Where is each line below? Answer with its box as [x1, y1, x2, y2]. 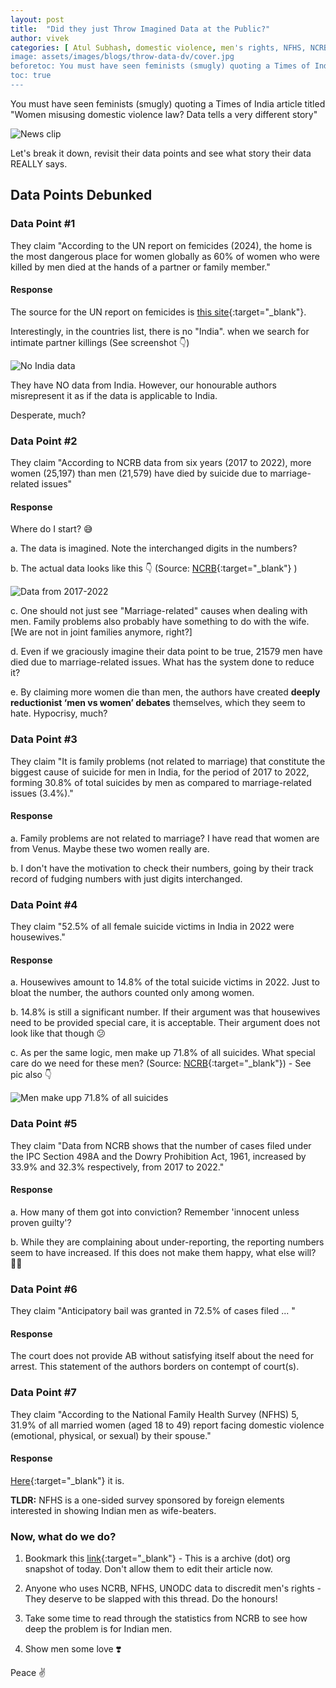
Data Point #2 [10, 434, 78, 448]
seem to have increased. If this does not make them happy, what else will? [10, 1246, 317, 1258]
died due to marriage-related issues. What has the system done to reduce [10, 656, 315, 668]
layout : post [10, 14, 65, 25]
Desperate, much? [10, 409, 87, 421]
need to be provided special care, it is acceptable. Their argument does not [10, 1017, 321, 1029]
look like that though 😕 [10, 1027, 107, 1040]
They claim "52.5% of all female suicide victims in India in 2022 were [10, 921, 295, 933]
